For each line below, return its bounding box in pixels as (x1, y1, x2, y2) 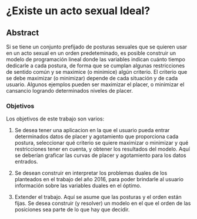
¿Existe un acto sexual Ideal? (6, 4, 151, 18)
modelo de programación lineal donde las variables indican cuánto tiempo (6, 56, 185, 63)
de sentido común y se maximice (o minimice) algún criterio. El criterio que (6, 68, 188, 75)
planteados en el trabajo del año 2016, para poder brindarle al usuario (14, 176, 184, 183)
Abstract (6, 28, 39, 38)
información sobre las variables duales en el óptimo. (14, 182, 142, 189)
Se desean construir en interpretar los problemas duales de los (14, 169, 168, 176)
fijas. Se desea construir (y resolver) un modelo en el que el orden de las (14, 200, 191, 207)
